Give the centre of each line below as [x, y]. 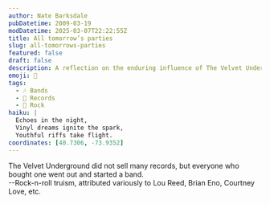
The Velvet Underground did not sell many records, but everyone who [124, 165]
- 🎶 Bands [32, 90]
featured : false [35, 53]
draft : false [30, 61]
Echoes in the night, [52, 120]
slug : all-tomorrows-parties [57, 46]
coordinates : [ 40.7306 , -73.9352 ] [66, 143]
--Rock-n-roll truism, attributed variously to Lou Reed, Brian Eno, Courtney [132, 182]
